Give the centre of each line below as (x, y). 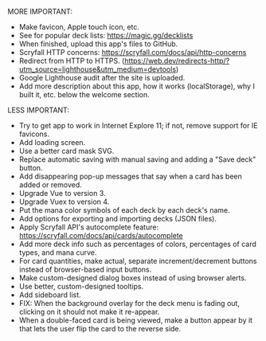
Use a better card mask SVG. (66, 151)
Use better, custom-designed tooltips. (81, 286)
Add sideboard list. (50, 295)
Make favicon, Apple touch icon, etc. (79, 27)
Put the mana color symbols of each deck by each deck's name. (124, 210)
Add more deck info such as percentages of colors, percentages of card (137, 244)
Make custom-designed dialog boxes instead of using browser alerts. (133, 278)
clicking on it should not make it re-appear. (89, 312)
